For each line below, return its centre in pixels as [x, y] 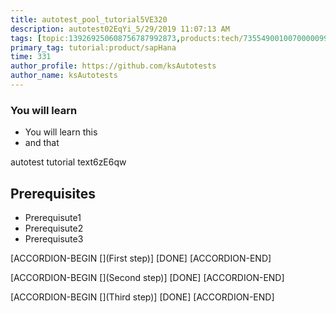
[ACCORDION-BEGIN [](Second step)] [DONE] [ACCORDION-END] [147, 277]
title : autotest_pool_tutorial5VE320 [89, 19]
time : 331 [31, 57]
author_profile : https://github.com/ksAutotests [113, 66]
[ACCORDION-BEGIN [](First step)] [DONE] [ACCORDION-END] [141, 258]
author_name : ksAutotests [64, 76]
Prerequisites [53, 193]
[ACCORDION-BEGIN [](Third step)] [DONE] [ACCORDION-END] [142, 297]
